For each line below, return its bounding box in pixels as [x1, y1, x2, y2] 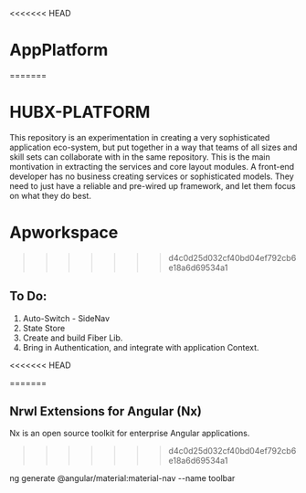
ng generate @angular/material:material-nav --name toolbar [9, 473, 236, 484]
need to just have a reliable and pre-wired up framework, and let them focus [9, 180, 296, 191]
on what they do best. [9, 190, 91, 201]
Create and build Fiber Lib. [22, 332, 123, 343]
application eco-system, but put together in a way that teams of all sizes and [9, 142, 298, 152]
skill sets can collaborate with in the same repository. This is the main [9, 151, 271, 163]
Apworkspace [9, 223, 119, 243]
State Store [22, 322, 66, 333]
